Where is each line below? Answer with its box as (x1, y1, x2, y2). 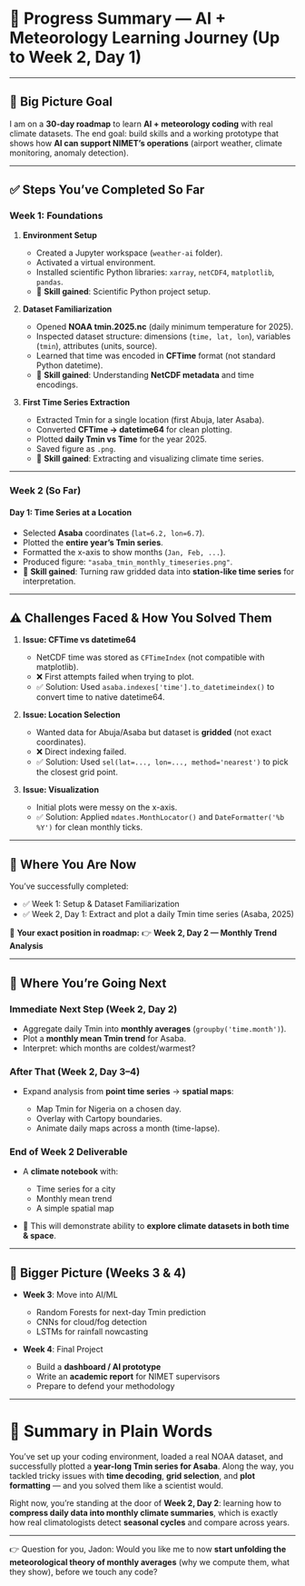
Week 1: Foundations (9, 209, 103, 222)
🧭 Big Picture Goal (9, 95, 113, 110)
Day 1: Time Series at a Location (9, 506, 133, 517)
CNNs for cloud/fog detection (35, 1317, 147, 1328)
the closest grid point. (35, 767, 118, 778)
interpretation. (22, 575, 76, 586)
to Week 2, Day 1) (9, 47, 143, 67)
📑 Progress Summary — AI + (9, 8, 227, 29)
